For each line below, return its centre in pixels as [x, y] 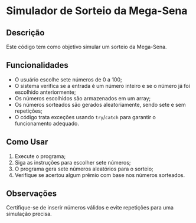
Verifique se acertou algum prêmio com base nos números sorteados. [100, 175]
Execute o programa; [40, 156]
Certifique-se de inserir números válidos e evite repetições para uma [90, 208]
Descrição [25, 33]
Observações [32, 194]
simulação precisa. [29, 214]
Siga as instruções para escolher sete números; [73, 162]
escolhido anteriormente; [45, 92]
